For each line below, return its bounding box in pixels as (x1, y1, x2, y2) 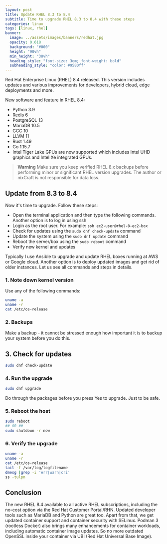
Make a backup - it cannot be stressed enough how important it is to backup (5, 330, 163, 336)
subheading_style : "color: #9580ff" (9, 63, 86, 68)
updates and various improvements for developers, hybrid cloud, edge (5, 82, 150, 88)
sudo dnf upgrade (5, 386, 41, 391)
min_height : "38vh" (9, 53, 50, 59)
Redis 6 (12, 112, 28, 118)
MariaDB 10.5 (12, 123, 40, 129)
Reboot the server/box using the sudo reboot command (12, 238, 126, 245)
